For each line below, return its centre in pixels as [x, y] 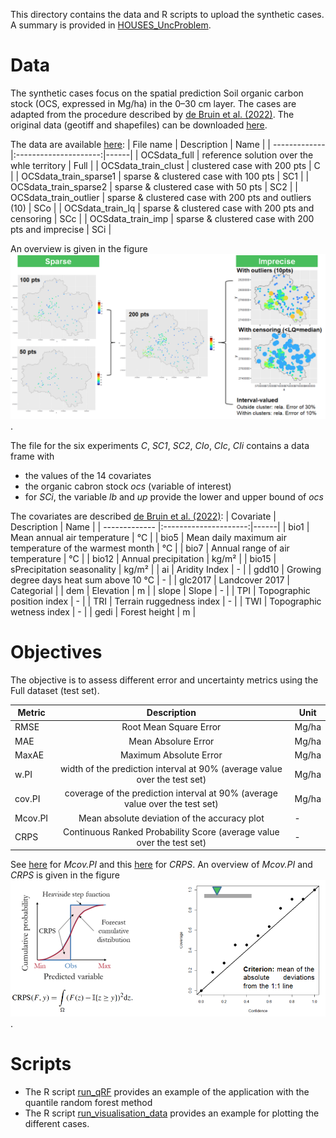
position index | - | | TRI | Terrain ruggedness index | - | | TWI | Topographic [166, 601]
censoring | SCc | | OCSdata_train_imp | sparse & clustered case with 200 [162, 218]
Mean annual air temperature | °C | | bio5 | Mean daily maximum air [148, 537]
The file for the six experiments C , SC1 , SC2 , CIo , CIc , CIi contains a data [160, 445]
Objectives [56, 651]
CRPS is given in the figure [65, 875]
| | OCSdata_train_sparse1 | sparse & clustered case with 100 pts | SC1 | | [160, 176]
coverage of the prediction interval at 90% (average [171, 793]
